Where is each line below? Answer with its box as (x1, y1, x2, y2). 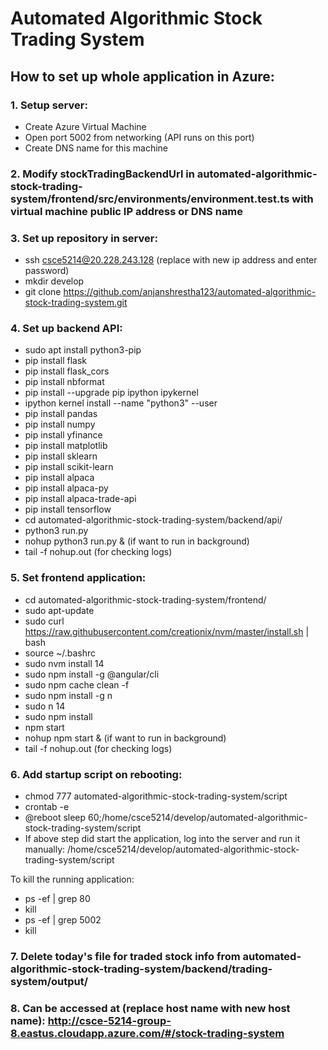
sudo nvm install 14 (24, 657, 105, 669)
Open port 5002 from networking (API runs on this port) (24, 131, 255, 143)
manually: (24, 843, 66, 855)
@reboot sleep (24, 811, 87, 823)
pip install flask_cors (24, 365, 110, 377)
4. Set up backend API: (10, 322, 123, 336)
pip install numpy (24, 418, 96, 431)
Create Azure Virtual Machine (24, 120, 147, 132)
